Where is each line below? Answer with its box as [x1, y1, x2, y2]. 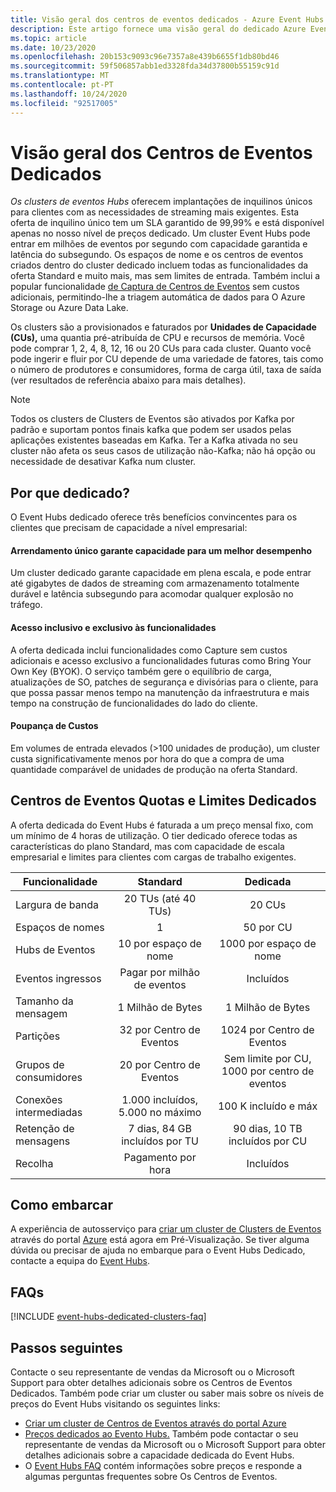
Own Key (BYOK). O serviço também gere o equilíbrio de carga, [10, 665, 272, 677]
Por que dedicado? [10, 484, 130, 501]
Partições [15, 1029, 61, 1043]
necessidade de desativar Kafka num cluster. [10, 456, 197, 468]
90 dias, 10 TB [233, 1121, 303, 1135]
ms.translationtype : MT [10, 71, 110, 81]
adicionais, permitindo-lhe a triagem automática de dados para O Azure [10, 291, 306, 303]
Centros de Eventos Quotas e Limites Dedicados [10, 792, 317, 810]
